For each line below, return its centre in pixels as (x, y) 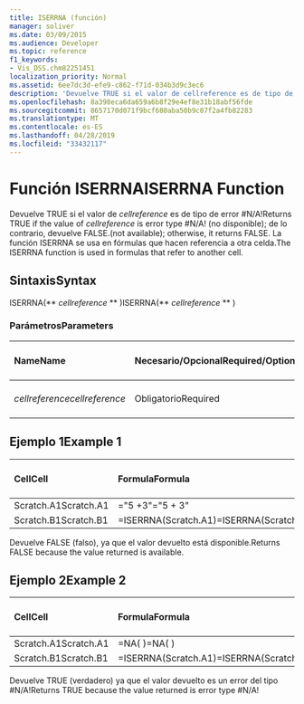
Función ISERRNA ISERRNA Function (147, 189)
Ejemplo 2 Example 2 (68, 580)
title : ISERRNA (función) (58, 18)
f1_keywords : (34, 60)
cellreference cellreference (70, 398)
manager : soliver (42, 26)
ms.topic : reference (48, 52)
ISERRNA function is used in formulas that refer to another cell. (127, 252)
